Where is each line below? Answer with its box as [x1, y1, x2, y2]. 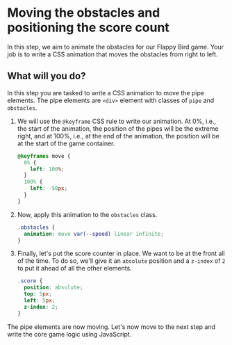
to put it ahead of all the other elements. [17, 264, 132, 273]
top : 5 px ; [24, 291, 52, 298]
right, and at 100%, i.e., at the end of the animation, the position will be [17, 131, 220, 140]
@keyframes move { [17, 152, 71, 159]
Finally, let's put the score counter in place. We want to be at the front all [17, 249, 225, 258]
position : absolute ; [24, 284, 83, 291]
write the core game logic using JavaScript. [7, 330, 132, 338]
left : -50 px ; [30, 185, 68, 192]
